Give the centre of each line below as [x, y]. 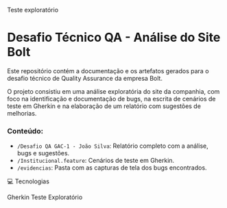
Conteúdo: [25, 131]
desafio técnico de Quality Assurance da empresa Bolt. [85, 78]
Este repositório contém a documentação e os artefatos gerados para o [108, 70]
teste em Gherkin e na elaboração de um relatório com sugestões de [104, 106]
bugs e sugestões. [43, 153]
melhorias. [22, 113]
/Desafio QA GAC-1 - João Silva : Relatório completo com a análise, [113, 146]
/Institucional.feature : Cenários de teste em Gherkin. [96, 161]
